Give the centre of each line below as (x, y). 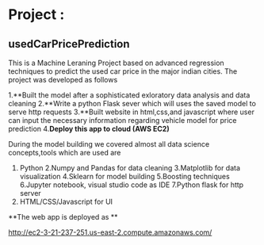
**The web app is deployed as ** (63, 217)
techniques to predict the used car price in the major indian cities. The (123, 71)
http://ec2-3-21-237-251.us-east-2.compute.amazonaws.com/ (110, 232)
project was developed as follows (63, 80)
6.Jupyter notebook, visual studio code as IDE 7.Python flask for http (132, 185)
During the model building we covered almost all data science (109, 144)
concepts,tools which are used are (65, 153)
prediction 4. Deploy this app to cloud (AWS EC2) (89, 129)
